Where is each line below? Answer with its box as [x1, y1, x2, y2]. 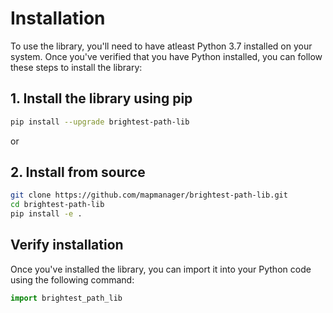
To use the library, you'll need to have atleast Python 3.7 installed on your [10, 40, 313, 52]
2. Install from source [10, 164, 146, 181]
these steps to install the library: [10, 61, 143, 73]
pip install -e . [10, 209, 83, 219]
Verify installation [10, 237, 124, 254]
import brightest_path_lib [10, 293, 123, 303]
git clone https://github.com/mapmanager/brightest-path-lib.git [10, 190, 288, 201]
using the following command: [10, 273, 135, 286]
